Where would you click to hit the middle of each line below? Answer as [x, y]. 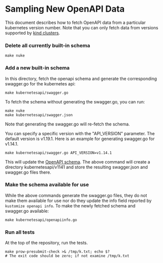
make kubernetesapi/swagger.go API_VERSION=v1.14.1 [58, 153]
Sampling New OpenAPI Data [65, 9]
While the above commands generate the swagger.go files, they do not [76, 195]
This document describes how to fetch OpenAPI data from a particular [75, 22]
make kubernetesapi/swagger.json [39, 115]
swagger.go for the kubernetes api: [40, 83]
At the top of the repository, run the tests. [46, 243]
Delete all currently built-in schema [48, 45]
